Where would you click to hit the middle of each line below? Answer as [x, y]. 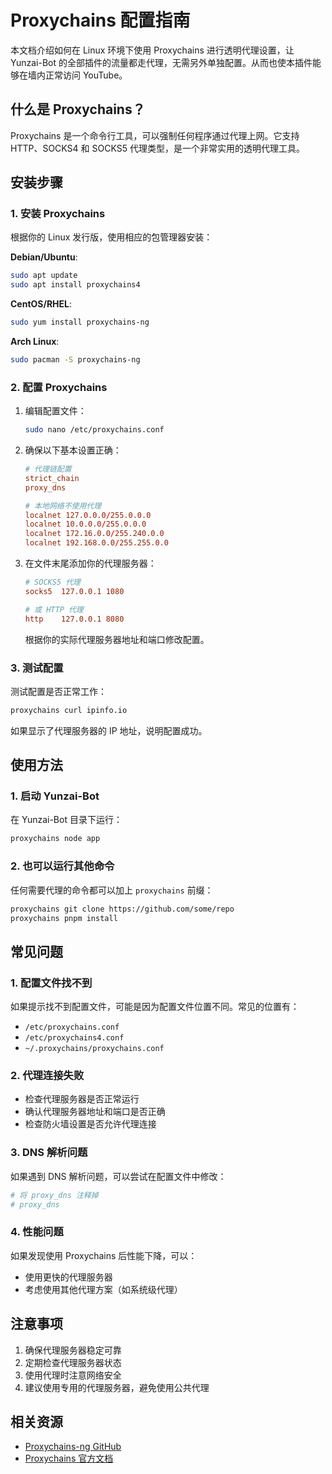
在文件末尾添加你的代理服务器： [90, 563]
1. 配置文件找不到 [51, 983]
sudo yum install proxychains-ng [80, 322]
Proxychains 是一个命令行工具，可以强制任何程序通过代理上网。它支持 [155, 135]
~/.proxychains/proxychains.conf [94, 1049]
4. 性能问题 [37, 1232]
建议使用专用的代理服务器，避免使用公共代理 [117, 1387]
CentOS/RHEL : [41, 304]
